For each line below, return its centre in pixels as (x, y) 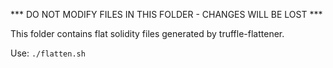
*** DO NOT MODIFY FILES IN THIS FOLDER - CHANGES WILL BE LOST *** (166, 14)
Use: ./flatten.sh (48, 53)
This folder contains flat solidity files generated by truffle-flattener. (147, 33)
